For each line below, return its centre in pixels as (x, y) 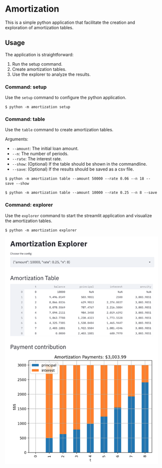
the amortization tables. (29, 221)
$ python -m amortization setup (38, 107)
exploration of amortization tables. (39, 27)
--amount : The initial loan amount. (45, 149)
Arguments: (17, 139)
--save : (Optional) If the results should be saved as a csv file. (73, 169)
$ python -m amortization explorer (41, 230)
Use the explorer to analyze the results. (51, 74)
